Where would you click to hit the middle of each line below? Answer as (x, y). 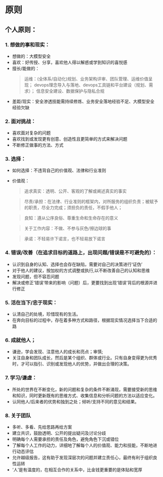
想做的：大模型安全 (31, 56)
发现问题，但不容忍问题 (36, 276)
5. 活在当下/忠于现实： (31, 302)
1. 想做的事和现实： (27, 44)
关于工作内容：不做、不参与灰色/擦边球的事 (68, 228)
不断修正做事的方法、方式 (38, 145)
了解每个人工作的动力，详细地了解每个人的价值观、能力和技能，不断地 (82, 445)
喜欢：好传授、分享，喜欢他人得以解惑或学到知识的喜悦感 (70, 62)
